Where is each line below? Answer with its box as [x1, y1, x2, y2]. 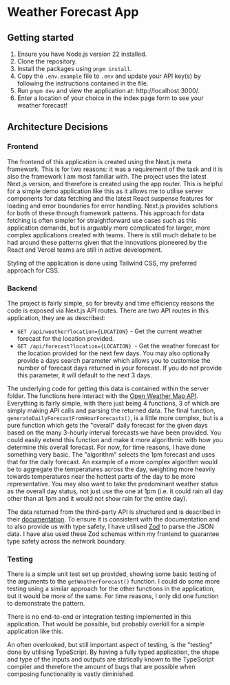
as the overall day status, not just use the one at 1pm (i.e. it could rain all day [7, 487, 224, 495]
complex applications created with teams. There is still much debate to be [7, 230, 217, 239]
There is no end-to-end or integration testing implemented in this [7, 613, 191, 621]
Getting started [7, 32, 74, 43]
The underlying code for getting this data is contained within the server [7, 384, 209, 393]
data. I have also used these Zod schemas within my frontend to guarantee [7, 529, 220, 538]
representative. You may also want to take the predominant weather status [7, 479, 218, 488]
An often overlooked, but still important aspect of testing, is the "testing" [7, 641, 213, 649]
